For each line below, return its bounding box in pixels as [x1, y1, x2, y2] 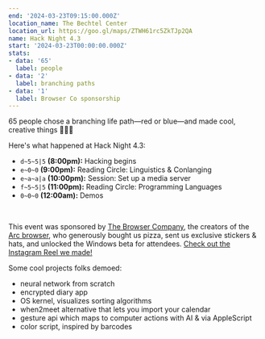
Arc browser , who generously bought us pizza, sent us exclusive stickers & [8, 231, 257, 241]
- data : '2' [8, 72, 48, 80]
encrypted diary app [19, 287, 89, 297]
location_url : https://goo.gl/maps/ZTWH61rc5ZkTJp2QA [8, 27, 193, 35]
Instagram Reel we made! [8, 248, 93, 257]
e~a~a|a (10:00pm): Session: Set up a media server [19, 174, 192, 183]
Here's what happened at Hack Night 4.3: [8, 140, 147, 150]
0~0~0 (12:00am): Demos [19, 190, 104, 200]
